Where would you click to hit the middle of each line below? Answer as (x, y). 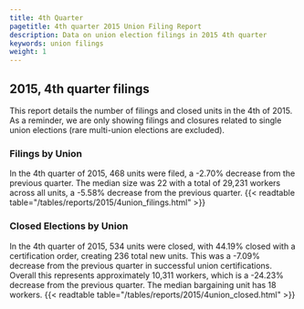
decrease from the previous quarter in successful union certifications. (141, 265)
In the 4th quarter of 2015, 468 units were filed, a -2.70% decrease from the (152, 173)
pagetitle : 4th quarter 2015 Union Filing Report (106, 26)
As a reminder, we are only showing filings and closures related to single (146, 120)
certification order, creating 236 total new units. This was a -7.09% (135, 255)
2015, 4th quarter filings (80, 89)
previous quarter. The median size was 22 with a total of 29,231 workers (145, 183)
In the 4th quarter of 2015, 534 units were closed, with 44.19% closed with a (152, 246)
